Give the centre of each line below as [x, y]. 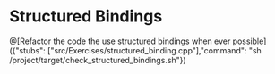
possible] [249, 41]
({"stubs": [28, 50]
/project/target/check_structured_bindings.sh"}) [98, 60]
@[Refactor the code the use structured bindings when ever [120, 41]
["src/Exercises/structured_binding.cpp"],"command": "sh [155, 50]
